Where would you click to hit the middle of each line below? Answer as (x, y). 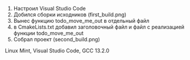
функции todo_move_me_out (49, 33)
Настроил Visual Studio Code (49, 8)
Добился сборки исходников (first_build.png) (70, 15)
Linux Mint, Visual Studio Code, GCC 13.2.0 (57, 51)
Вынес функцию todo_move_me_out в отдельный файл (81, 21)
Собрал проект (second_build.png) (57, 39)
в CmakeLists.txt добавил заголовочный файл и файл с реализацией (99, 27)
